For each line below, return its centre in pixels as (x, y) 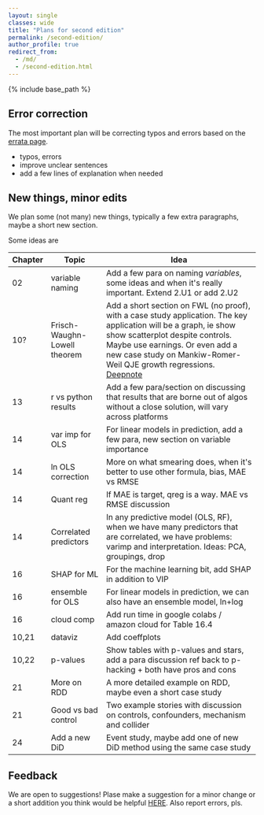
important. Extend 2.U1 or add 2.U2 (172, 293)
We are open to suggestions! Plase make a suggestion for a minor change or (132, 795)
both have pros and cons (191, 670)
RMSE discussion (138, 505)
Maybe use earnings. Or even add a (172, 345)
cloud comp (73, 620)
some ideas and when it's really (164, 283)
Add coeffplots (133, 637)
